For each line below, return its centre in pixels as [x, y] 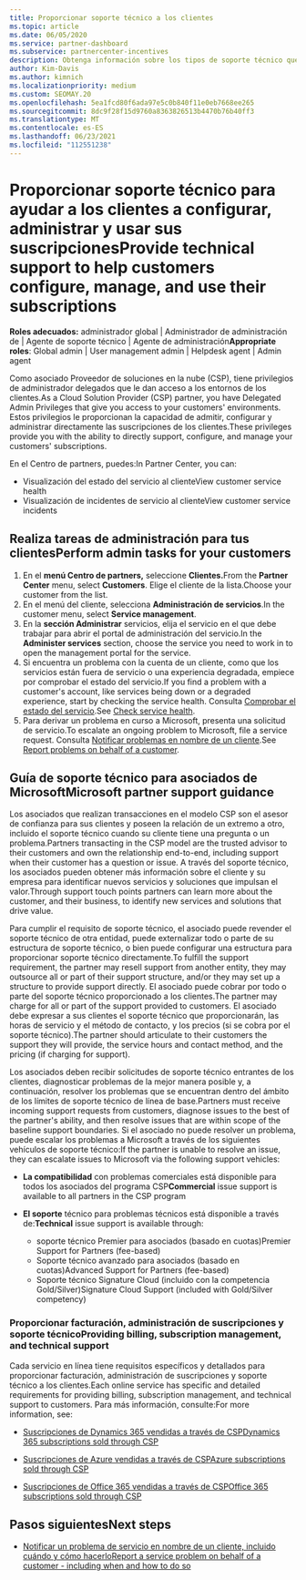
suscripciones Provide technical [132, 248]
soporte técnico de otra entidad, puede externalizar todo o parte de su [142, 939]
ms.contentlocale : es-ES [56, 128]
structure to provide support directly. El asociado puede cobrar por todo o [148, 987]
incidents [40, 510]
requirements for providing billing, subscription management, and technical [150, 1394]
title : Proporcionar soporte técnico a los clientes [112, 18]
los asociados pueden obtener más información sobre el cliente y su [138, 872]
